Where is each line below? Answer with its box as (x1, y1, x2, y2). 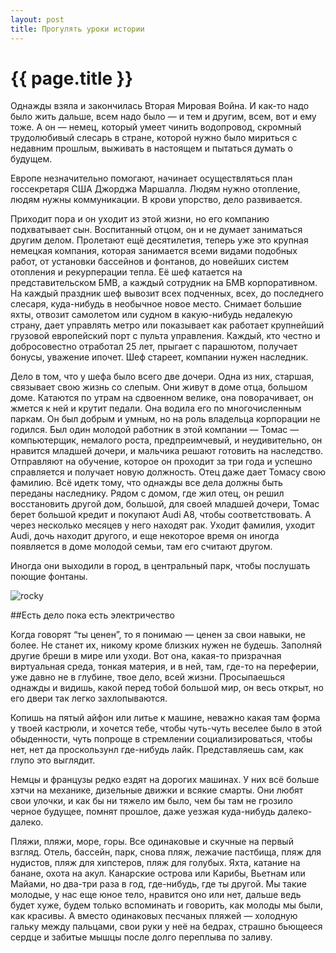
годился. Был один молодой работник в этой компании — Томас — (10, 424, 300, 436)
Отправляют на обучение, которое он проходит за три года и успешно (10, 456, 313, 468)
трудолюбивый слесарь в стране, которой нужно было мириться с (10, 132, 298, 144)
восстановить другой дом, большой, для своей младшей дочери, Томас (10, 498, 320, 510)
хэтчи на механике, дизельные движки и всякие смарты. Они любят (10, 784, 304, 796)
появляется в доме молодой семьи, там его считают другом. (10, 541, 273, 553)
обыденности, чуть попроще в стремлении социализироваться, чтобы (10, 733, 313, 745)
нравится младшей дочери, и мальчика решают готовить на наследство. (10, 445, 324, 457)
